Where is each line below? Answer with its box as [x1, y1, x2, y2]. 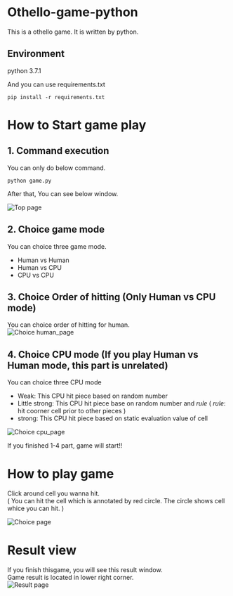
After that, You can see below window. [7, 189, 119, 197]
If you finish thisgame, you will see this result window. [7, 566, 163, 574]
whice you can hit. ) [7, 504, 65, 513]
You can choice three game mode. [7, 242, 107, 250]
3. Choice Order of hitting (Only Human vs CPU [7, 291, 216, 303]
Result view [7, 543, 77, 559]
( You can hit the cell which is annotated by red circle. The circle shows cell [7, 497, 225, 505]
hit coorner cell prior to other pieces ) [17, 407, 126, 415]
